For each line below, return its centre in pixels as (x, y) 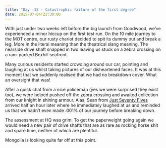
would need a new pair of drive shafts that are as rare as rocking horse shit (82, 125)
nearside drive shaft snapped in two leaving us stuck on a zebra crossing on (83, 49)
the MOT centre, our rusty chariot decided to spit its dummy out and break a (83, 39)
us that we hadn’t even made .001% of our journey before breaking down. (80, 110)
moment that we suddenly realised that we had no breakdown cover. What (81, 74)
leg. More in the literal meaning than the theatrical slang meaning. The (77, 44)
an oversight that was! (28, 80)
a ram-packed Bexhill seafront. (37, 54)
